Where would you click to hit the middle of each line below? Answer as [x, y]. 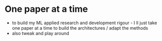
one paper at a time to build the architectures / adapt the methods [80, 28]
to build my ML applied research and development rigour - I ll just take [85, 23]
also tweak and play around [41, 33]
